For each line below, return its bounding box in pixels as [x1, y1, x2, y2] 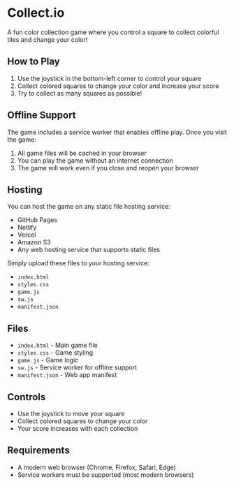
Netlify [17, 223, 37, 232]
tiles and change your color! [7, 35, 88, 43]
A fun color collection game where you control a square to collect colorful [7, 28, 219, 36]
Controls [7, 391, 46, 403]
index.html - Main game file [17, 341, 98, 350]
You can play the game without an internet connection [17, 156, 173, 165]
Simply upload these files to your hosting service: [7, 259, 150, 267]
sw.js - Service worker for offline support [17, 363, 138, 371]
